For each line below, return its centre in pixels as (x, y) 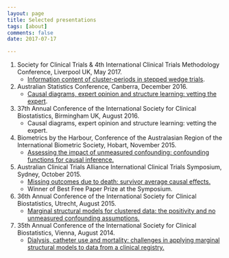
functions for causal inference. (71, 160)
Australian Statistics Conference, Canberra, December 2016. (102, 87)
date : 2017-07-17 (32, 39)
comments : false (30, 33)
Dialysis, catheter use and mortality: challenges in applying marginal (123, 240)
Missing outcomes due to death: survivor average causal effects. (119, 182)
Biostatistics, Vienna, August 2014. (66, 233)
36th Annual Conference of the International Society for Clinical (107, 196)
